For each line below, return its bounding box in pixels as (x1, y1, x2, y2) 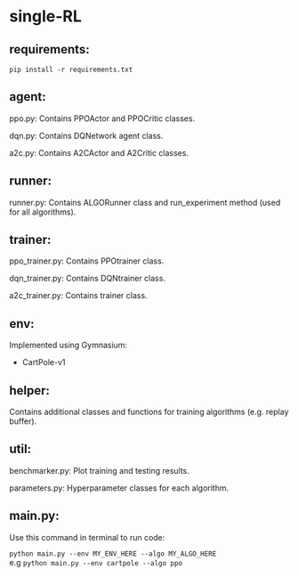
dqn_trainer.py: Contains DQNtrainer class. (9, 273, 166, 284)
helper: (9, 383, 51, 398)
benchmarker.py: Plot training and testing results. (9, 465, 189, 475)
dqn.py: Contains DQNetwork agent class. (9, 130, 164, 141)
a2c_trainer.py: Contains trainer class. (9, 290, 149, 301)
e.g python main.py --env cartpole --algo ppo (9, 557, 183, 567)
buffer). (9, 416, 37, 427)
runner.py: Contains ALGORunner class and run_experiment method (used (9, 197, 281, 207)
